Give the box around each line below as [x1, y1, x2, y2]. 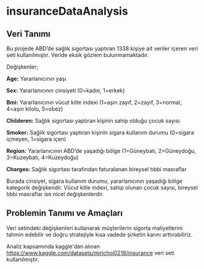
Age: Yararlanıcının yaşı [6, 75, 66, 82]
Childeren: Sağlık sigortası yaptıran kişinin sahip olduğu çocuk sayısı [6, 117, 180, 124]
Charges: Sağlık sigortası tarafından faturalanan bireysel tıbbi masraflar [6, 166, 187, 172]
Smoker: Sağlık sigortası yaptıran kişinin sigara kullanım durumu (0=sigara [6, 129, 194, 136]
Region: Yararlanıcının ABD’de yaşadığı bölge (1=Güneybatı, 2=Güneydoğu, [6, 147, 196, 154]
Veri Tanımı [6, 29, 51, 39]
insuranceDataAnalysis [6, 4, 129, 18]
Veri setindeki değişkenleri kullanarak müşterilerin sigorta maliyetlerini [6, 224, 183, 232]
